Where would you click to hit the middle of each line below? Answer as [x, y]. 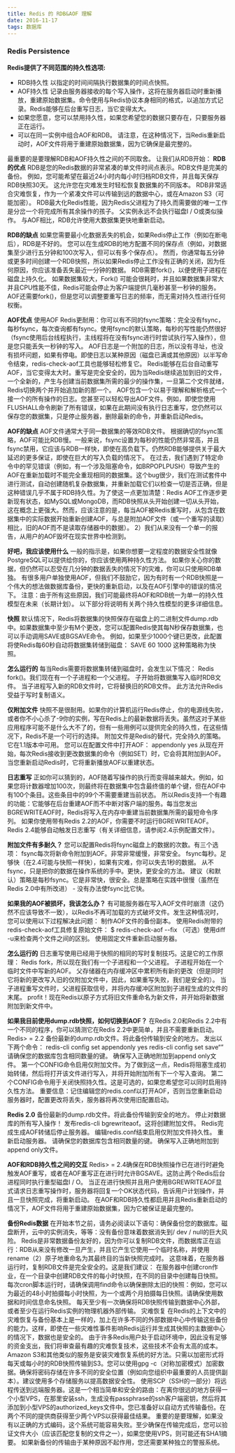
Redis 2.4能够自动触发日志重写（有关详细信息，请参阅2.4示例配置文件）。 [113, 830]
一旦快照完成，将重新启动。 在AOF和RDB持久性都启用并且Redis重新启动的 [120, 1199]
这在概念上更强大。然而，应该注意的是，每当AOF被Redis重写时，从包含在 [113, 510]
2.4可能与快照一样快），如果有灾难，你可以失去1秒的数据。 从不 [123, 862]
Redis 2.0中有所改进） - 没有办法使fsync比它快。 [78, 888]
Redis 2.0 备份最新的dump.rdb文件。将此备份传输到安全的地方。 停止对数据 [116, 1114]
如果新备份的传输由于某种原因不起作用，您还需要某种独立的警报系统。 [122, 1442]
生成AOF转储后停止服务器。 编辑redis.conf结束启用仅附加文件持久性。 [114, 1132]
